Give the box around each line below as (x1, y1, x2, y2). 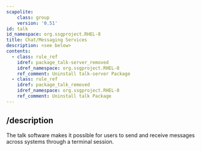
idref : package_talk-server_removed (17, 59, 110, 65)
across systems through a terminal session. (6, 138, 114, 145)
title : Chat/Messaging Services (6, 37, 87, 43)
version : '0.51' (17, 20, 58, 26)
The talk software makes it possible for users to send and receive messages (6, 131, 195, 139)
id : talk (6, 25, 28, 32)
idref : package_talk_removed (17, 82, 90, 88)
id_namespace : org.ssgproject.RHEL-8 (6, 31, 101, 37)
